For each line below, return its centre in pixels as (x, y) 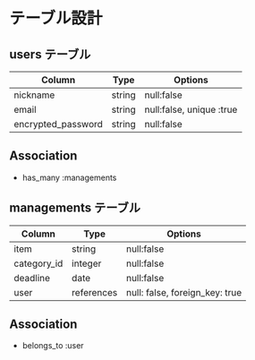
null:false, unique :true (191, 110)
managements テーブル (75, 208)
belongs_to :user (53, 346)
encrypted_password (58, 124)
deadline (32, 278)
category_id (38, 263)
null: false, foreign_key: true (184, 292)
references (94, 292)
